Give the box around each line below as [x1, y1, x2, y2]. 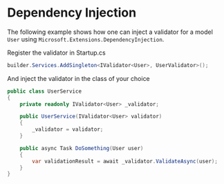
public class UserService [7, 88, 82, 95]
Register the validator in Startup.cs [7, 48, 106, 57]
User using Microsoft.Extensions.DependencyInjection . [7, 35, 165, 43]
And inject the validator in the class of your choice [7, 74, 150, 82]
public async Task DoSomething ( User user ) [19, 145, 144, 151]
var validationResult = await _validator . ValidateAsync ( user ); [32, 158, 218, 165]
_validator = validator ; [32, 126, 104, 133]
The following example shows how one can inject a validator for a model [7, 28, 213, 36]
